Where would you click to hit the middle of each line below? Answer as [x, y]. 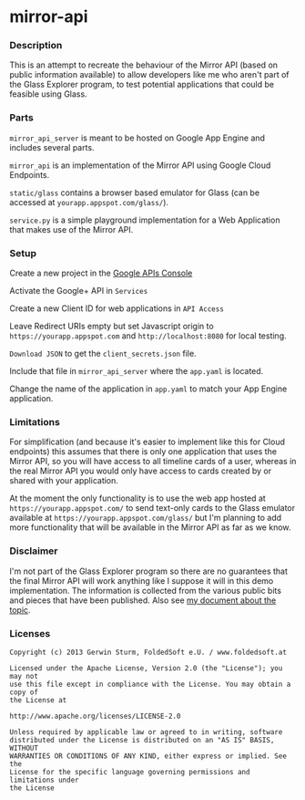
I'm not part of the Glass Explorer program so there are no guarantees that [149, 571]
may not [24, 676]
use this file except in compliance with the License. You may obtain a [150, 684]
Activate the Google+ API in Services [79, 291]
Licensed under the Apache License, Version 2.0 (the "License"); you [146, 668]
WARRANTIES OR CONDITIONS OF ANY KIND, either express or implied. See [148, 756]
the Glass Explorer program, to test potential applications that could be [142, 85]
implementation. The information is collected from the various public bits [146, 590]
